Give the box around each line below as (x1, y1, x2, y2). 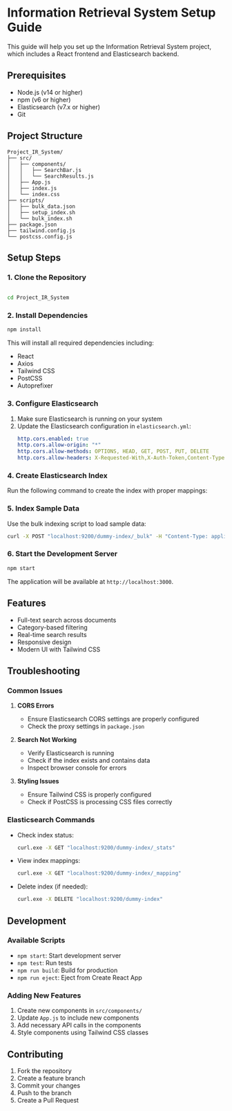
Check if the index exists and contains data (27, 757, 151, 765)
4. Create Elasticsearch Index (7, 471, 108, 481)
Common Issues (7, 685, 64, 695)
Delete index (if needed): (17, 882, 88, 891)
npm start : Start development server (17, 951, 122, 960)
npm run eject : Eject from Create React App (17, 973, 143, 982)
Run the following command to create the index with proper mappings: (7, 486, 208, 495)
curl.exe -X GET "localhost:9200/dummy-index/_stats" (17, 844, 175, 851)
